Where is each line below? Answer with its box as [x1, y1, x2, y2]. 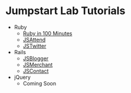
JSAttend [22, 36, 45, 43]
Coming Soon [22, 79, 57, 87]
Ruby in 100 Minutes [22, 29, 73, 36]
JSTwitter [22, 42, 47, 49]
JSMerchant [22, 61, 53, 68]
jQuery [14, 74, 31, 81]
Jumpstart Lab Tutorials [5, 4, 126, 18]
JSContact [22, 67, 49, 74]
